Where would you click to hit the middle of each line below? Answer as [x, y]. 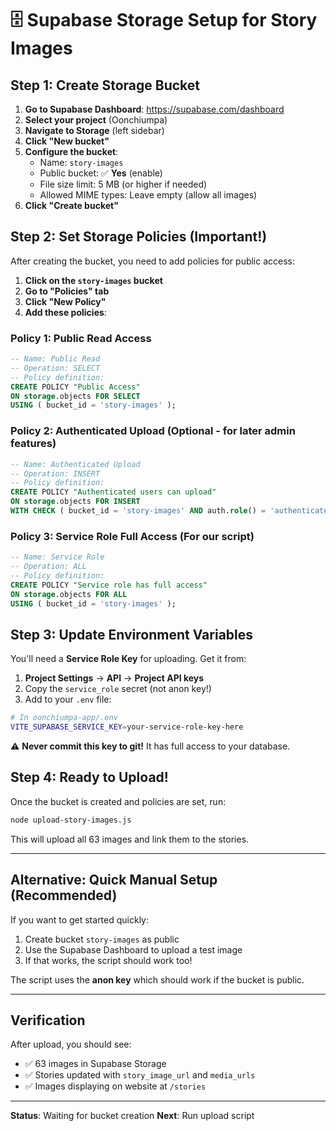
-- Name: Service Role [57, 557]
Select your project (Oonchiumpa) [96, 120]
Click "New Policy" [65, 301]
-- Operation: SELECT [55, 368]
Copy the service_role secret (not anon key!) [118, 689]
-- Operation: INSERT [55, 473]
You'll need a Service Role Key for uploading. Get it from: [128, 659]
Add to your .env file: [68, 699]
